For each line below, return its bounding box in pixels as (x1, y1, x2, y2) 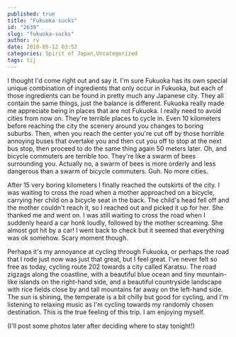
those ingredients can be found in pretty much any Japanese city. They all (7, 91, 225, 100)
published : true (7, 10, 55, 18)
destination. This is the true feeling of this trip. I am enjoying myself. (7, 307, 206, 316)
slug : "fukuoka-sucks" (7, 30, 74, 38)
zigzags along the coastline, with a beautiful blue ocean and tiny (7, 269, 196, 278)
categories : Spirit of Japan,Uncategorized (7, 50, 138, 58)
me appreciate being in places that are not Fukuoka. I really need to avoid (7, 106, 222, 114)
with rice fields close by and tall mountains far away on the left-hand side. (7, 285, 223, 294)
